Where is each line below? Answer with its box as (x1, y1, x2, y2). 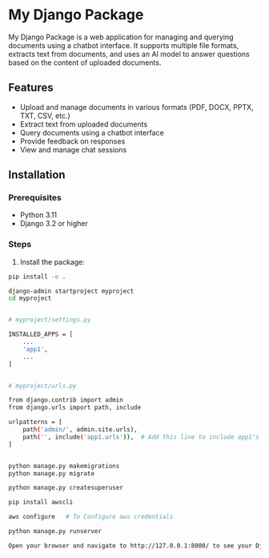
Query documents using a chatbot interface (19, 127, 164, 137)
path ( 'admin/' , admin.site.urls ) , (22, 426, 138, 434)
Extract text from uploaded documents (19, 119, 148, 129)
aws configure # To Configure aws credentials (8, 513, 174, 521)
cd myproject (8, 294, 52, 302)
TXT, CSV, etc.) (19, 111, 70, 120)
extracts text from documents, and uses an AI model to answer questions (8, 49, 250, 59)
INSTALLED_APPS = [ (8, 330, 74, 338)
